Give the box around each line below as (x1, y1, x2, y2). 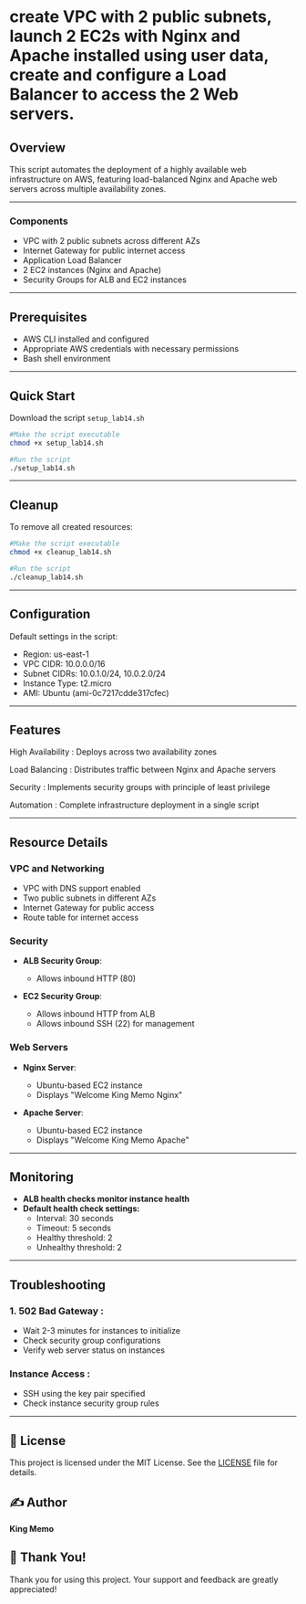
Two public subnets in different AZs (22, 892, 157, 903)
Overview (9, 140, 66, 155)
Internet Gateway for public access (22, 902, 155, 913)
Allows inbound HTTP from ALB (36, 1008, 156, 1019)
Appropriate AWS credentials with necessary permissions (22, 343, 240, 354)
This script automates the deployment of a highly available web (9, 164, 248, 174)
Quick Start (9, 388, 76, 404)
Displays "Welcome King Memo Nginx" (36, 1089, 183, 1100)
